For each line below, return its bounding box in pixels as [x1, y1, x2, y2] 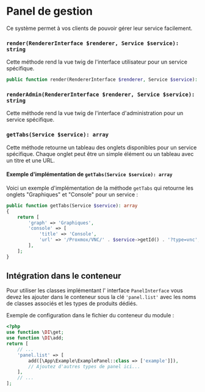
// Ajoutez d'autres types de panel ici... [28, 363, 140, 369]
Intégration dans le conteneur [6, 271, 121, 281]
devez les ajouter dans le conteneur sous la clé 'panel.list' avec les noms [6, 294, 196, 301]
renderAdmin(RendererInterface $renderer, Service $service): [6, 91, 195, 98]
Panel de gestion [6, 4, 93, 18]
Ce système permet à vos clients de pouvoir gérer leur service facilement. [6, 24, 193, 32]
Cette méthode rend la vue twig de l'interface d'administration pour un [6, 109, 184, 117]
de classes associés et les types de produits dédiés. [6, 300, 138, 307]
